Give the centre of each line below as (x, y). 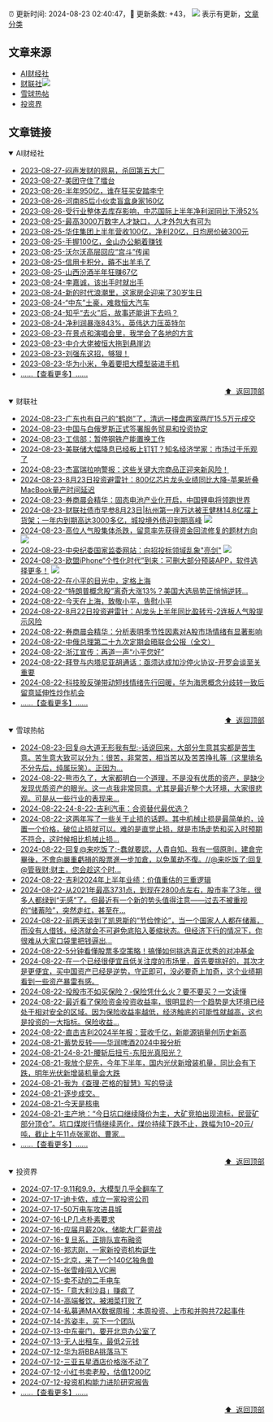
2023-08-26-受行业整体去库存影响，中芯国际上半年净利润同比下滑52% (139, 212)
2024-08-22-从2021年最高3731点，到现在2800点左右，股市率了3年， (137, 890)
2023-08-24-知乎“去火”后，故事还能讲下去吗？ (99, 313)
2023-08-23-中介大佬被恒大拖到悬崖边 (85, 343)
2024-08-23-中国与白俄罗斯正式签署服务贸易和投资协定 (114, 429)
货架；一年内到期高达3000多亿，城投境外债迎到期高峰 (111, 521)
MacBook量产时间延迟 (57, 490)
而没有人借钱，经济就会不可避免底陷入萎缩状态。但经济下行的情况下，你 (141, 931)
